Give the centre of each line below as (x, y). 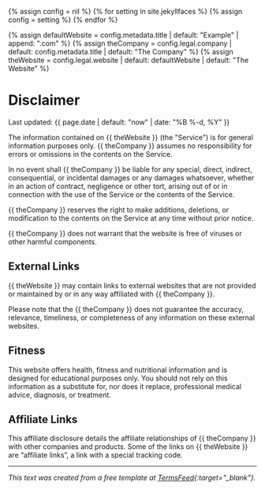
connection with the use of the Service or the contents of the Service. (121, 194)
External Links (44, 267)
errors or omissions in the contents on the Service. (91, 154)
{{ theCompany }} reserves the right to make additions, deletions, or (119, 210)
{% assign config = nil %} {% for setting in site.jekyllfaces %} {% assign (125, 11)
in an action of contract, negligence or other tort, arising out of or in (118, 186)
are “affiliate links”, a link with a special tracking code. (95, 455)
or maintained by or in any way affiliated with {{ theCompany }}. (112, 294)
